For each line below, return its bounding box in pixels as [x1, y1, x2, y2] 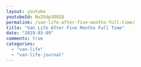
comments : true [6, 36, 43, 41]
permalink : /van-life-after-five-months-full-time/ [6, 19, 135, 25]
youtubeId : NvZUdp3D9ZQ [6, 14, 65, 20]
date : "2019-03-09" [6, 30, 54, 36]
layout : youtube [6, 8, 46, 15]
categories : [6, 41, 35, 47]
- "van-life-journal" [11, 52, 65, 58]
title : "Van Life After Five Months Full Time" [6, 24, 125, 31]
